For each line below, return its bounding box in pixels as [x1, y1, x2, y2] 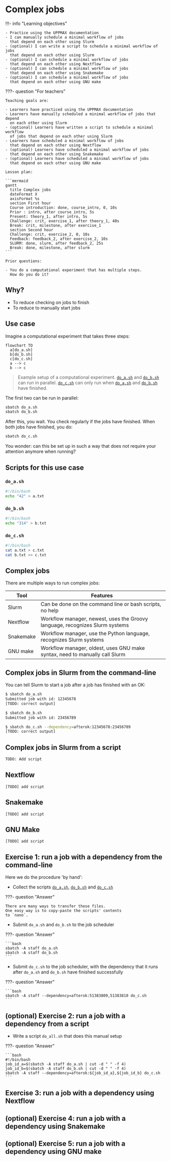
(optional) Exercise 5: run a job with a [5, 1140, 126, 1148]
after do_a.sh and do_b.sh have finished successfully [12, 969, 123, 975]
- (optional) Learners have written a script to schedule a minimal [5, 125, 154, 130]
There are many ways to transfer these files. [5, 904, 106, 909]
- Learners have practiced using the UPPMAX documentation [5, 107, 133, 112]
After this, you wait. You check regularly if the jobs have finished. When [5, 419, 155, 425]
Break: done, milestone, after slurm [10, 245, 90, 250]
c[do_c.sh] [10, 356, 33, 361]
